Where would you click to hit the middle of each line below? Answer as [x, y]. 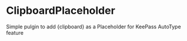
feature [15, 32]
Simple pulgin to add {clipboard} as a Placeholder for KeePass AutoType [93, 27]
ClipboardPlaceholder [61, 11]
